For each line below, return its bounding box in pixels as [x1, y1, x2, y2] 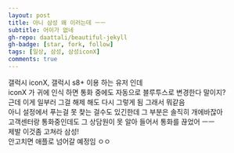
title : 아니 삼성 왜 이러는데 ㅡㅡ [8, 19, 106, 27]
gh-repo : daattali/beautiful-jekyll [8, 33, 128, 42]
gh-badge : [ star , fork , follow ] [8, 41, 113, 49]
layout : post [8, 11, 51, 20]
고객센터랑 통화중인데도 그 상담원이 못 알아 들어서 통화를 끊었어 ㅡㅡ [8, 117, 215, 126]
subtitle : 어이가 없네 [8, 26, 74, 34]
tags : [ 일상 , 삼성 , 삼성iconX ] [8, 48, 100, 56]
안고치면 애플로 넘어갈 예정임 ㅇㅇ [8, 137, 111, 146]
